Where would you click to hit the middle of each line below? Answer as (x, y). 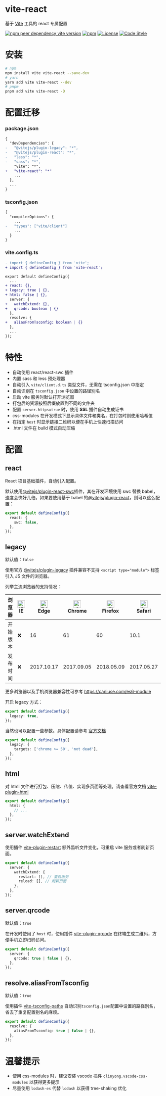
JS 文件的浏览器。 (33, 576)
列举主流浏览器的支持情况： (33, 586)
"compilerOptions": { (32, 217)
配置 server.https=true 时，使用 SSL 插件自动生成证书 (68, 409)
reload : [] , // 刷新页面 (42, 881)
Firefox (111, 611)
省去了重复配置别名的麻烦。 (33, 1012)
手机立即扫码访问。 (29, 940)
